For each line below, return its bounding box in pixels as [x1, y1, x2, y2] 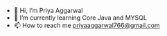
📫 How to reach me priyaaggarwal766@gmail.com [13, 21, 161, 29]
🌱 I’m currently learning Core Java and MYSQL [13, 14, 148, 22]
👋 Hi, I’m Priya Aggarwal [13, 7, 83, 14]
